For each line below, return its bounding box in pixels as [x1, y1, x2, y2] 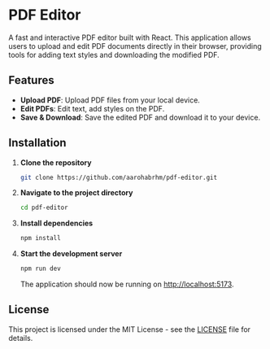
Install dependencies [20, 218, 94, 229]
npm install [20, 234, 61, 242]
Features [8, 73, 54, 87]
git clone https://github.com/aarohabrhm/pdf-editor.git [20, 173, 218, 181]
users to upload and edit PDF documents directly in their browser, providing [8, 41, 262, 50]
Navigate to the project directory [20, 188, 133, 198]
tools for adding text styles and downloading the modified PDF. [8, 50, 220, 59]
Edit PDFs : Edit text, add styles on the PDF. [20, 103, 165, 113]
